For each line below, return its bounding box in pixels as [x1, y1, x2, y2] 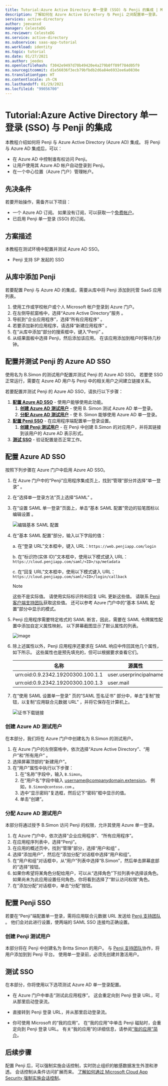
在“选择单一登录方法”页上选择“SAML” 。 [12, 494, 95, 500]
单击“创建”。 [19, 796, 46, 802]
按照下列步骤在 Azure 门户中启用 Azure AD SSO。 [5, 467, 108, 473]
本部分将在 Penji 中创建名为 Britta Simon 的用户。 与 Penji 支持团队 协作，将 [5, 945, 160, 951]
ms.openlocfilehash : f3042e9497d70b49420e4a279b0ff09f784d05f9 [5, 63, 140, 68]
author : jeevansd [5, 21, 41, 26]
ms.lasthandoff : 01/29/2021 [5, 81, 64, 86]
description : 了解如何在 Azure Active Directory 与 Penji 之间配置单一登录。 [5, 12, 160, 17]
